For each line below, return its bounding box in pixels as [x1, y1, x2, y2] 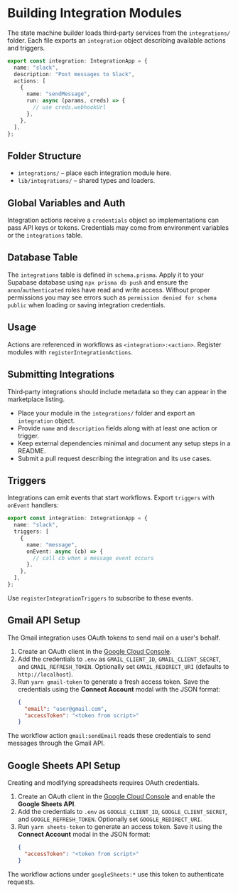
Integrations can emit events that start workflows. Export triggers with [7, 493, 215, 502]
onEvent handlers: [7, 501, 59, 509]
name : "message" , [26, 541, 78, 549]
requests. [7, 877, 36, 886]
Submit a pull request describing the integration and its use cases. [17, 454, 212, 463]
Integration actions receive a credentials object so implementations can [7, 216, 219, 225]
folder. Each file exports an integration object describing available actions [7, 36, 226, 44]
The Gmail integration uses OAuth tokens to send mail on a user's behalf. [7, 633, 221, 642]
